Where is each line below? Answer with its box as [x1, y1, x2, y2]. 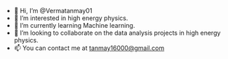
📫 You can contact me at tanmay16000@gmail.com [13, 44, 165, 52]
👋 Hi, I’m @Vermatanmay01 [13, 7, 93, 15]
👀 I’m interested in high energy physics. [13, 14, 128, 22]
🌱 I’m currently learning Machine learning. [13, 22, 135, 29]
